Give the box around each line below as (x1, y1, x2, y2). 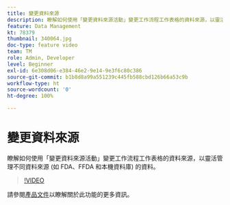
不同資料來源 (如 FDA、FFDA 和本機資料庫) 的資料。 (12, 162, 159, 171)
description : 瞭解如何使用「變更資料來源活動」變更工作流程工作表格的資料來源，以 (7, 16, 216, 23)
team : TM (7, 49, 32, 55)
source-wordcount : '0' (7, 86, 72, 93)
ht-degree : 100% (7, 93, 53, 100)
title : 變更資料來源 (7, 10, 60, 17)
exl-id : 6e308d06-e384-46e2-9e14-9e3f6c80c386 (7, 67, 142, 74)
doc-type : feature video (7, 42, 78, 49)
